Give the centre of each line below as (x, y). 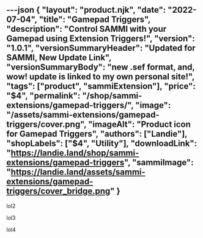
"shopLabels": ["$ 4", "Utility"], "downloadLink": (102, 144)
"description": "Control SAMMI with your (87, 29)
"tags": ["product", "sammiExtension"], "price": (101, 86)
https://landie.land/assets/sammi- (78, 172)
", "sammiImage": (159, 163)
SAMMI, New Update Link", (59, 58)
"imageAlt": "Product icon (139, 124)
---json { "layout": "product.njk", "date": (86, 10)
